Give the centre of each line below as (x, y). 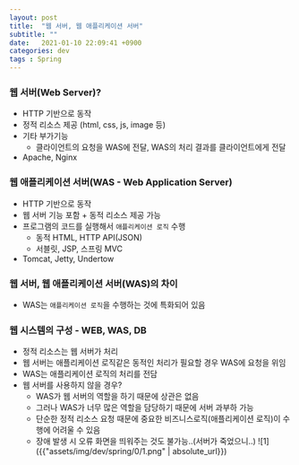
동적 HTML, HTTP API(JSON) (89, 237)
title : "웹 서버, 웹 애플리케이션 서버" (76, 26)
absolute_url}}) (200, 452)
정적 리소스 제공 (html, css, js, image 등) (94, 125)
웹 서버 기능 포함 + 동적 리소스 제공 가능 (91, 215)
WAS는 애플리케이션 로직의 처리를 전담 (90, 374)
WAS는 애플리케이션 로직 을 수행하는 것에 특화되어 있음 (114, 304)
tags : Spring (36, 59)
